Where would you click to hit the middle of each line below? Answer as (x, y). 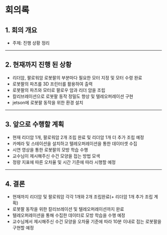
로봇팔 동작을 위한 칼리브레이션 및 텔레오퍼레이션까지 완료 (68, 209)
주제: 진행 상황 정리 (31, 43)
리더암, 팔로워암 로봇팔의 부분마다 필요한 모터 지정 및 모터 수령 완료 (77, 78)
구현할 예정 (23, 228)
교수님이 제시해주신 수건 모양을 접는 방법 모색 (56, 156)
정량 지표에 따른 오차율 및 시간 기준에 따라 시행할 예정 (64, 162)
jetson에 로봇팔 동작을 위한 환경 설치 (48, 102)
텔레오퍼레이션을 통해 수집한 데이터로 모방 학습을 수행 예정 (69, 215)
